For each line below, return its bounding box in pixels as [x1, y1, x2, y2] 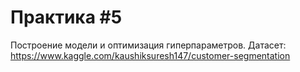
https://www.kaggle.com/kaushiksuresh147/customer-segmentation [10, 49, 291, 61]
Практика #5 [10, 6, 123, 29]
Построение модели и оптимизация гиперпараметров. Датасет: [10, 39, 287, 51]
